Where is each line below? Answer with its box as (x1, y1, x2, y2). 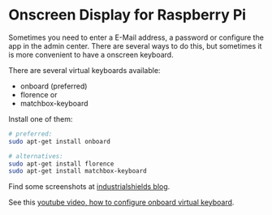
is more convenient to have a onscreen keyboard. (8, 49, 174, 59)
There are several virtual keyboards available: (8, 65, 161, 75)
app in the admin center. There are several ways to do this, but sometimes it (8, 41, 262, 50)
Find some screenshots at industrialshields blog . (8, 182, 171, 191)
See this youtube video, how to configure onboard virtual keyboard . (8, 197, 235, 208)
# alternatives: (8, 152, 63, 160)
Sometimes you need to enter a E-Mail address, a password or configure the (8, 32, 264, 42)
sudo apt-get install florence (8, 160, 114, 168)
